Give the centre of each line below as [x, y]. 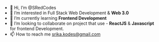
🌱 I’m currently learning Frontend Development [58, 18]
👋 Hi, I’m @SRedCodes [33, 8]
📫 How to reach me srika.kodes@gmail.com [55, 34]
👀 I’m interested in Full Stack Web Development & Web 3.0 [69, 13]
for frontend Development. [37, 29]
